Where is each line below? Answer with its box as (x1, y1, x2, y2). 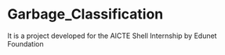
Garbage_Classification (7, 5, 164, 23)
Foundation (7, 39, 44, 48)
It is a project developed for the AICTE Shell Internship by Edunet (7, 31, 217, 40)
